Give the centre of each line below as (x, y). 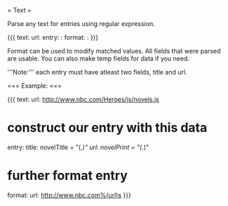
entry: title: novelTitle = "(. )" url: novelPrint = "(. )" (78, 147)
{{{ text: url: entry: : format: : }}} (53, 37)
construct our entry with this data (107, 128)
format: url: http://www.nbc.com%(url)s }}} (69, 195)
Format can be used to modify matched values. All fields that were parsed (114, 51)
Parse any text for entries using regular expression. (81, 24)
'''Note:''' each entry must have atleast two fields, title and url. (97, 72)
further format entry (68, 176)
